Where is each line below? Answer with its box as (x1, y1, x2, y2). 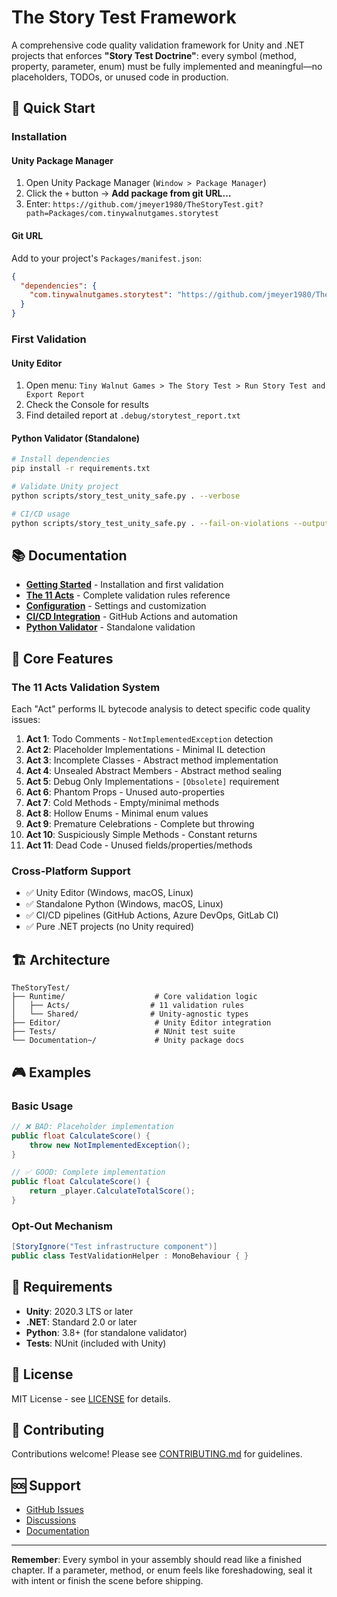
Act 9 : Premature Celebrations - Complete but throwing (25, 818, 255, 830)
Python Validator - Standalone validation (25, 621, 196, 633)
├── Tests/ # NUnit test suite (11, 1027, 236, 1037)
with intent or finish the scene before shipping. (11, 1575, 204, 1587)
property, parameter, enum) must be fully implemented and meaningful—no (11, 60, 323, 72)
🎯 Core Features (11, 650, 114, 667)
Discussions (25, 1514, 77, 1526)
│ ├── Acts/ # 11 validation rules (11, 1001, 245, 1011)
